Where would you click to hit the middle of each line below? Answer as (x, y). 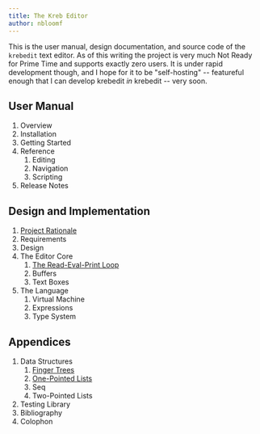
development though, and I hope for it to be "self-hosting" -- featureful (126, 72)
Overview (36, 125)
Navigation (50, 169)
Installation (38, 134)
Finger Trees (53, 369)
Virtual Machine (58, 299)
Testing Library (45, 404)
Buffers (44, 274)
